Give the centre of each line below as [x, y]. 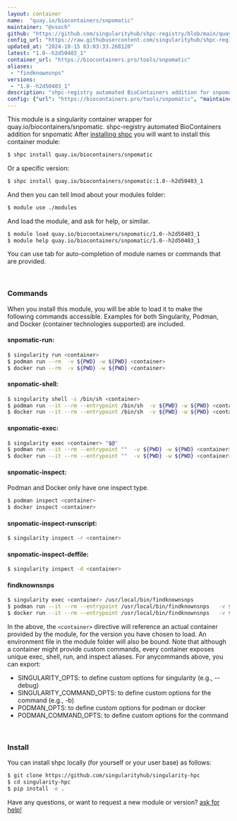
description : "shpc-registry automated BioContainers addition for [109, 92]
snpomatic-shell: [33, 384]
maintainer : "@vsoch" [39, 27]
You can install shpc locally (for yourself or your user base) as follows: [109, 762]
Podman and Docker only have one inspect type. [78, 488]
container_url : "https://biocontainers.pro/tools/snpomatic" [99, 60]
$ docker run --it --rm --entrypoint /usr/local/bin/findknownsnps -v [116, 613]
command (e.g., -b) [46, 700]
